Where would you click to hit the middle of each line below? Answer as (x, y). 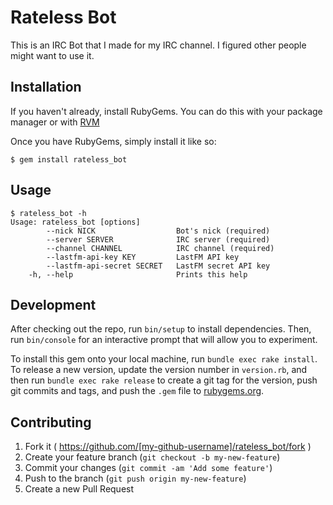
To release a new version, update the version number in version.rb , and (159, 370)
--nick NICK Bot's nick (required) (158, 231)
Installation (46, 87)
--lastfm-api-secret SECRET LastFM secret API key (158, 266)
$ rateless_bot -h (48, 213)
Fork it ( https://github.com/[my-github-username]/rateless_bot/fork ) (168, 447)
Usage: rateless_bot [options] (75, 222)
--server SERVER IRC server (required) (158, 239)
